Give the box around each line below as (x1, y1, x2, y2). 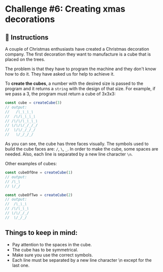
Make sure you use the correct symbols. (12, 252, 93, 258)
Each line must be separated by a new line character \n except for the (12, 257, 152, 263)
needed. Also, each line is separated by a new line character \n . (5, 151, 133, 157)
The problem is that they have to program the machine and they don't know (5, 66, 157, 72)
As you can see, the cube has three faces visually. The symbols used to (5, 141, 149, 147)
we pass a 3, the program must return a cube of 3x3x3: (5, 91, 116, 97)
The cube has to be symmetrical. (12, 247, 78, 253)
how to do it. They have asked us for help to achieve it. (5, 71, 115, 77)
